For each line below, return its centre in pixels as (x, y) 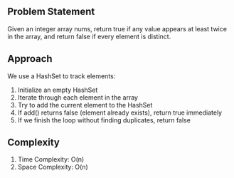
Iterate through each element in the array (78, 97)
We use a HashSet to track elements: (62, 76)
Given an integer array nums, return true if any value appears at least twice (117, 28)
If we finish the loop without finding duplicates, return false (104, 120)
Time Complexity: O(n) (51, 159)
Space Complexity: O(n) (53, 167)
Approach (30, 59)
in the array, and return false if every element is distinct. (89, 36)
